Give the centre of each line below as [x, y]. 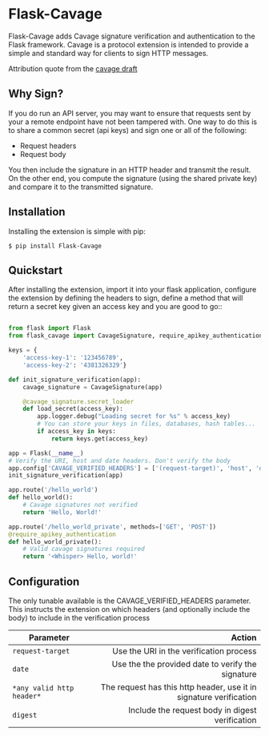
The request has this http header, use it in [179, 687]
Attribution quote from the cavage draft [73, 68]
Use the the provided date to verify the [184, 664]
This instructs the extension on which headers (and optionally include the [129, 609]
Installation [37, 212]
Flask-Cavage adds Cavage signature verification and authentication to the [132, 36]
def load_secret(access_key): [73, 409]
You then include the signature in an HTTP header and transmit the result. [130, 170]
